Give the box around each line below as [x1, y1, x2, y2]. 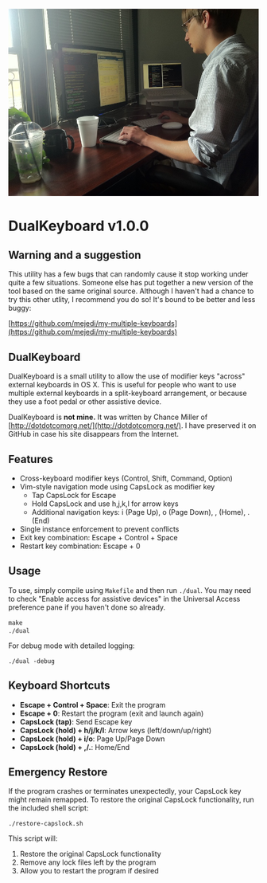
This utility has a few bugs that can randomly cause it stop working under [8, 269, 249, 279]
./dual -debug [8, 657, 56, 665]
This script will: [8, 834, 58, 843]
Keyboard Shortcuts [8, 679, 110, 693]
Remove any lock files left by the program [19, 857, 157, 867]
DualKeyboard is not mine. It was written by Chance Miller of [8, 412, 208, 422]
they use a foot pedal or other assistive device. [8, 397, 161, 406]
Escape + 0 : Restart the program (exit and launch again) [19, 708, 204, 718]
